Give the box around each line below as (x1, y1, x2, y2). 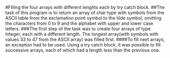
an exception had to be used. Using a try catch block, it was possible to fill (5, 42, 161, 47)
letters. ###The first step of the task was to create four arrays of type (5, 26, 151, 32)
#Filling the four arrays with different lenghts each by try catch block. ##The (5, 5, 165, 10)
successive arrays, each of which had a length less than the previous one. (5, 47, 160, 53)
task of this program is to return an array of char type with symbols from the (5, 10, 164, 16)
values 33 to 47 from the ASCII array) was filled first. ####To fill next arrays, (5, 36, 165, 42)
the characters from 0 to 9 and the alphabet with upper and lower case (5, 20, 153, 26)
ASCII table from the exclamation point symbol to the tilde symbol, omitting (5, 15, 161, 21)
